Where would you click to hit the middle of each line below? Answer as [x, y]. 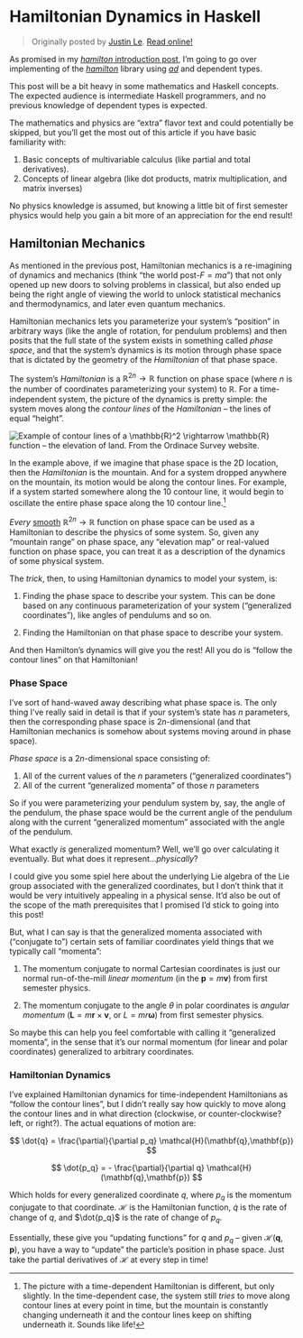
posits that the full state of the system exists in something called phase [141, 340]
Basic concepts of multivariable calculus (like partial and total [136, 159]
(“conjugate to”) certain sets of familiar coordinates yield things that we [142, 942]
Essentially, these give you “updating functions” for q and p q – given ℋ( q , [146, 1238]
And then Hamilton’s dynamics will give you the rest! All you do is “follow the [151, 650]
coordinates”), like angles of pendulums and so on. [117, 614]
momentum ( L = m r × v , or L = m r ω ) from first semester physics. [143, 1015]
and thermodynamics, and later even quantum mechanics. [117, 303]
